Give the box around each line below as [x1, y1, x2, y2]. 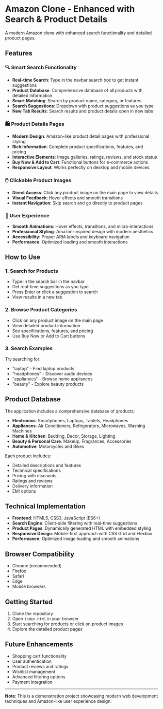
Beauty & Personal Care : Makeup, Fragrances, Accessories [12, 438, 132, 444]
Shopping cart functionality [12, 653, 67, 659]
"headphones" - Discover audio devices [12, 371, 92, 376]
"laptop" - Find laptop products [12, 365, 75, 371]
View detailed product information [12, 322, 81, 328]
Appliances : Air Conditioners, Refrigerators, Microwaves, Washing [12, 423, 146, 429]
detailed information [12, 93, 52, 98]
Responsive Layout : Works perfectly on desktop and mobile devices [12, 164, 149, 170]
